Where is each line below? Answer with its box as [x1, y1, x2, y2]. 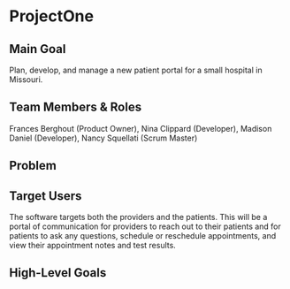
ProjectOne [9, 6, 95, 27]
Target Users [9, 188, 82, 203]
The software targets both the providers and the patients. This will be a [9, 212, 268, 223]
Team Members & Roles [9, 100, 142, 115]
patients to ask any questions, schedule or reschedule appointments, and [9, 231, 277, 241]
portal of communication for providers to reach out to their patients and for [9, 221, 281, 232]
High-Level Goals [9, 265, 107, 280]
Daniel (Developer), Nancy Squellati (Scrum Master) [9, 133, 198, 143]
